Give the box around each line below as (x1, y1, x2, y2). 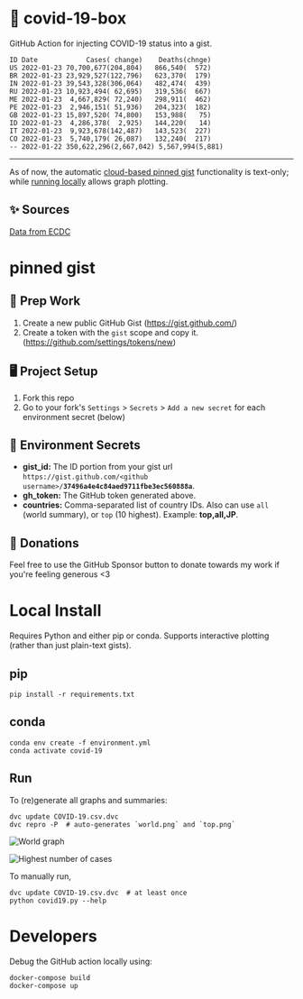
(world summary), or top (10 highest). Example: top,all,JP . (22, 509, 239, 520)
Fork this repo (22, 392, 75, 403)
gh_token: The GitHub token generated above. (22, 490, 197, 501)
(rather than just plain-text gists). (9, 640, 132, 651)
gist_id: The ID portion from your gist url (22, 462, 173, 472)
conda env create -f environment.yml (9, 738, 151, 747)
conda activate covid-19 (9, 746, 103, 756)
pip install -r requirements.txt (9, 690, 135, 699)
